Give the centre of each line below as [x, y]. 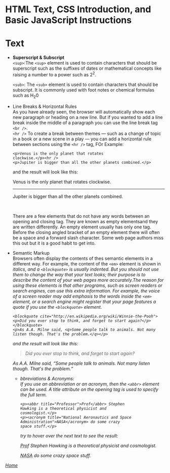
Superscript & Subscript [38, 57]
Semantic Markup [31, 253]
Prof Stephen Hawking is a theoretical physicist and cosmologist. [88, 446]
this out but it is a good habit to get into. [54, 243]
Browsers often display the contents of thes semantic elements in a [83, 258]
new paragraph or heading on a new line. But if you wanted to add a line [88, 117]
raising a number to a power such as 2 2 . [54, 74]
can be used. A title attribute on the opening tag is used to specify [89, 389]
